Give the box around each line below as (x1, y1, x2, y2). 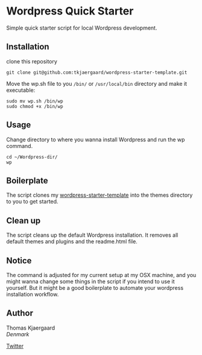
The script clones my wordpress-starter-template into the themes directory (6, 191, 193, 199)
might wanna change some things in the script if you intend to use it (6, 278, 175, 285)
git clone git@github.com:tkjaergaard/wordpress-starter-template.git (6, 69, 188, 75)
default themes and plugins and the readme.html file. (6, 238, 137, 245)
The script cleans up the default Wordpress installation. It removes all (6, 231, 178, 239)
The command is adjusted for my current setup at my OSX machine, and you (6, 272, 197, 278)
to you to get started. (6, 198, 58, 205)
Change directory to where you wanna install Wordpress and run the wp (6, 136, 185, 143)
